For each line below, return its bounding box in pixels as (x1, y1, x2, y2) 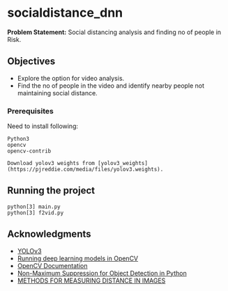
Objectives (7, 56, 56, 68)
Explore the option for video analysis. (17, 74, 125, 82)
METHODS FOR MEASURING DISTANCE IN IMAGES (17, 276, 166, 285)
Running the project (7, 184, 96, 196)
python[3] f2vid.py (7, 209, 64, 217)
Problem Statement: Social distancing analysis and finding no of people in (7, 28, 222, 36)
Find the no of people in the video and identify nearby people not (17, 81, 204, 90)
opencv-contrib (7, 148, 52, 155)
